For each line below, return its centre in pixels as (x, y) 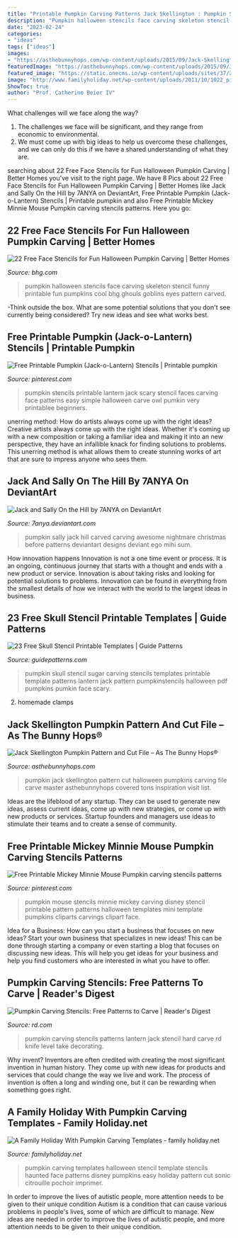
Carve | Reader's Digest (61, 994)
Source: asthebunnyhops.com (51, 766)
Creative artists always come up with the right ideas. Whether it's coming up (119, 428)
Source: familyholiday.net (45, 1154)
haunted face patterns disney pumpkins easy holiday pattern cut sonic (127, 1175)
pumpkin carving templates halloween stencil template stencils (116, 1168)
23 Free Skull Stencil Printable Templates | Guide (117, 618)
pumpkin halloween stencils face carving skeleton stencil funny (117, 286)
